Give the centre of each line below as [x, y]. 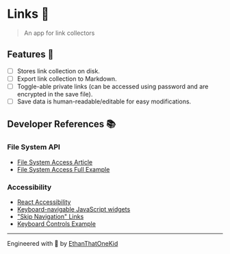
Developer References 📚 [62, 124]
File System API [34, 147]
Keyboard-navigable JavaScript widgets [74, 209]
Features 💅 [30, 54]
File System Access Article [55, 162]
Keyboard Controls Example [56, 224]
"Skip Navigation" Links [50, 216]
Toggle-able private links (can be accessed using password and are [113, 86]
